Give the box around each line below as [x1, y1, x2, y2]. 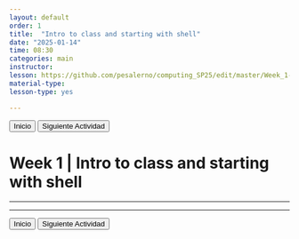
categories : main [9, 54, 74, 63]
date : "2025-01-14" [9, 37, 82, 47]
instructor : [9, 63, 53, 72]
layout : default [9, 12, 69, 22]
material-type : [9, 79, 66, 88]
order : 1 [9, 21, 42, 30]
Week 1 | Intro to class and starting [9, 153, 270, 173]
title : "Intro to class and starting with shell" [9, 29, 201, 38]
